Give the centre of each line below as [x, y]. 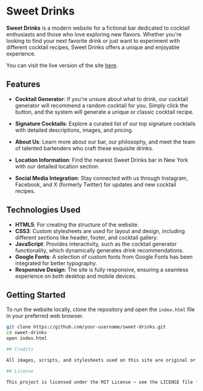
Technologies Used [43, 210]
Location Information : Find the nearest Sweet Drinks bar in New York [101, 160]
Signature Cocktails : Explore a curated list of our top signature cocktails [105, 123]
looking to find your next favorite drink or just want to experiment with [93, 41]
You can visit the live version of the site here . [62, 65]
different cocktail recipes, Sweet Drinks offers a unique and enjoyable [93, 47]
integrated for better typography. [56, 263]
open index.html [27, 338]
